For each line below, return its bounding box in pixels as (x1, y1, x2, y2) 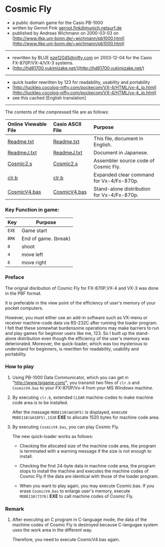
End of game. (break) (21, 235, 71, 242)
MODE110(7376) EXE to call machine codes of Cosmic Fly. (19, 493, 134, 499)
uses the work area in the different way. (12, 527, 93, 533)
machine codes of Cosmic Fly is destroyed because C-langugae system (12, 522, 158, 528)
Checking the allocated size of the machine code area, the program (19, 443, 156, 449)
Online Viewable (7, 120, 47, 127)
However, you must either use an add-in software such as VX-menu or (5, 314, 148, 320)
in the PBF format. (5, 290, 42, 296)
